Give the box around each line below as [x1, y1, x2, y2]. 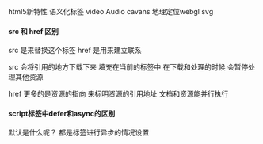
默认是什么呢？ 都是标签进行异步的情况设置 [8, 127, 149, 137]
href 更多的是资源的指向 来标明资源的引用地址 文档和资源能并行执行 [8, 89, 229, 99]
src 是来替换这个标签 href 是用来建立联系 [8, 46, 142, 55]
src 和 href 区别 [8, 26, 59, 36]
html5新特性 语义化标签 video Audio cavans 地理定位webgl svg [8, 7, 214, 16]
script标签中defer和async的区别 [8, 108, 116, 118]
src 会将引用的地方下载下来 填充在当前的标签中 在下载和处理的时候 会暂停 [8, 63, 249, 72]
